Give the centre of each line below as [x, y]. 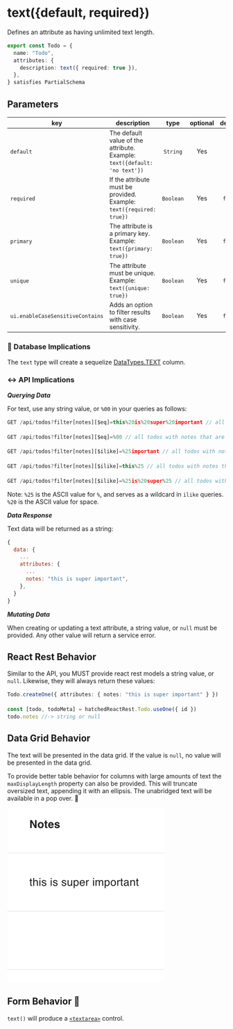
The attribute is [131, 226]
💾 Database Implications [49, 347]
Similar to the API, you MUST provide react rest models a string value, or [111, 673]
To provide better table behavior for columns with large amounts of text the [114, 776]
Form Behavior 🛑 [44, 1002]
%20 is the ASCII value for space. [53, 502]
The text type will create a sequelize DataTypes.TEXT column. [96, 362]
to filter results [130, 312]
